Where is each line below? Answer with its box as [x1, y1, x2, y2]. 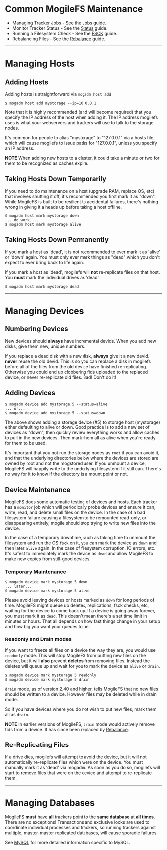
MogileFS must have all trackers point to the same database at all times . [5, 814, 155, 820]
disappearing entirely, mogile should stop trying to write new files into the [5, 520, 156, 526]
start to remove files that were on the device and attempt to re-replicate [5, 770, 152, 776]
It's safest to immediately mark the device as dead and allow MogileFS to [5, 551, 153, 557]
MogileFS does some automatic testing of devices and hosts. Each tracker [5, 499, 158, 505]
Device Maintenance [5, 485, 71, 494]
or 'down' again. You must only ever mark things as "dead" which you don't [5, 254, 160, 260]
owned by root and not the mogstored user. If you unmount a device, [5, 460, 146, 466]
